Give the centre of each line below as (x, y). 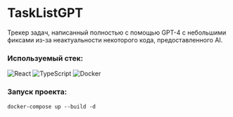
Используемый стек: (45, 58)
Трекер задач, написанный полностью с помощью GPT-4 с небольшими (117, 32)
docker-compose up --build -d (52, 106)
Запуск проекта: (37, 92)
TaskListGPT (45, 13)
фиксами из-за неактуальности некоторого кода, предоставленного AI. (115, 39)
